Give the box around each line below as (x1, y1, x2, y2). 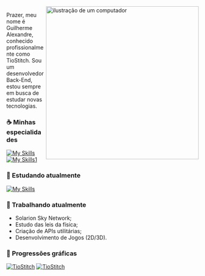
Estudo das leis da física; (15, 220, 78, 228)
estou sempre (6, 83, 41, 90)
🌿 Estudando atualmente (6, 171, 81, 180)
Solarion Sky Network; (15, 214, 72, 222)
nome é (6, 18, 26, 25)
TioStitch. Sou (6, 57, 42, 64)
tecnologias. (6, 102, 38, 110)
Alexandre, (6, 31, 34, 38)
